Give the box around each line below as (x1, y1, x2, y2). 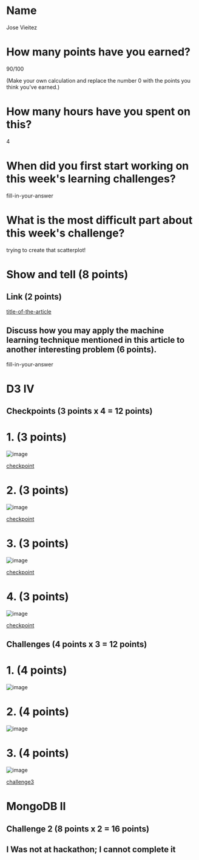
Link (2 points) (6, 292, 62, 302)
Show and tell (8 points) (6, 267, 129, 281)
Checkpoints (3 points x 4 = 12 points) (6, 406, 153, 416)
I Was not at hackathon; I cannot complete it (6, 844, 176, 855)
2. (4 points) (6, 705, 70, 719)
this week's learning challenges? (6, 172, 176, 185)
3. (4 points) (6, 746, 69, 760)
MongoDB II (6, 800, 66, 813)
